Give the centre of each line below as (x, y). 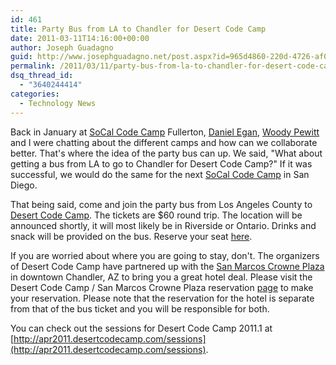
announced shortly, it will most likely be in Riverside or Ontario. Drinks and (163, 225)
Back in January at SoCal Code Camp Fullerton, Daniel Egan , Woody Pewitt (165, 132)
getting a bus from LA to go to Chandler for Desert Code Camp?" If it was (161, 163)
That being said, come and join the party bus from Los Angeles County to (161, 204)
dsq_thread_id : (42, 76)
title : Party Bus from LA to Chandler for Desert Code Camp (138, 29)
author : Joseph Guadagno (62, 47)
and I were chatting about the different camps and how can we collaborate (164, 142)
